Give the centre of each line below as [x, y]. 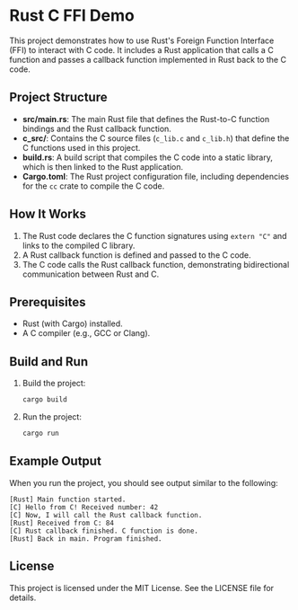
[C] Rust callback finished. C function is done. [104, 531]
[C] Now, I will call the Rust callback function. [106, 515]
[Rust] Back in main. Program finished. [86, 539]
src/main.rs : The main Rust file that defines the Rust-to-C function [146, 119]
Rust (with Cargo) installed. [72, 323]
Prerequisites [48, 302]
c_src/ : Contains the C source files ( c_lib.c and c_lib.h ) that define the [156, 138]
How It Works [48, 214]
